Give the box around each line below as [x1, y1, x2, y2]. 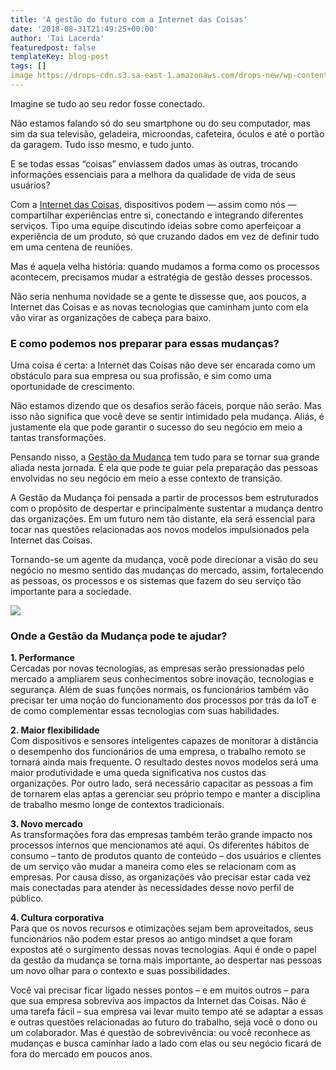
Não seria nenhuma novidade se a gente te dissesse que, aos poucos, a [10, 290, 307, 302]
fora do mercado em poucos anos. [10, 1048, 153, 1060]
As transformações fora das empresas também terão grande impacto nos [10, 829, 313, 841]
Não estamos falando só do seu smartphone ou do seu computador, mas [10, 117, 311, 129]
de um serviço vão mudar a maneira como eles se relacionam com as [10, 861, 297, 873]
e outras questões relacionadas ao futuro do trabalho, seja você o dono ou [10, 1016, 318, 1028]
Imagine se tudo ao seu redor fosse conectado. [10, 97, 206, 110]
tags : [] [10, 61, 47, 71]
